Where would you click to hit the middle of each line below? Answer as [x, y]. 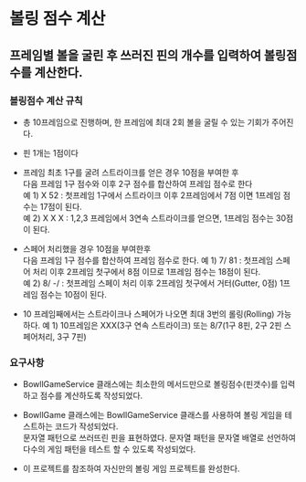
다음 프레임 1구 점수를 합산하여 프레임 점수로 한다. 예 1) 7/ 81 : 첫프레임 [148, 260]
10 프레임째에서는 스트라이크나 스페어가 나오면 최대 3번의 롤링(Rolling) [148, 314]
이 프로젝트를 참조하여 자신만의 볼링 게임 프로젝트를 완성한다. [131, 469]
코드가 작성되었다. [86, 426]
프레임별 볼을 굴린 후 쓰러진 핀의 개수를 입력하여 [136, 55]
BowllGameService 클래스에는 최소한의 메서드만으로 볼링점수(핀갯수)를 [150, 384]
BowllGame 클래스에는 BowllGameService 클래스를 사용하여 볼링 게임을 [153, 415]
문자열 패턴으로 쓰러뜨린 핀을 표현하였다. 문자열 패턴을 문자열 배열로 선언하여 [159, 438]
